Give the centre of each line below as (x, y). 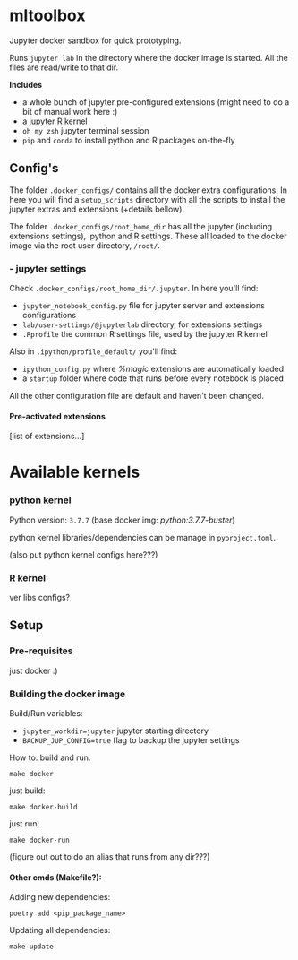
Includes (26, 84)
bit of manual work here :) (70, 111)
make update (31, 947)
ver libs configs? (40, 598)
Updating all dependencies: (60, 930)
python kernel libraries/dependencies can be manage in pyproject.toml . (142, 537)
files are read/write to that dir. (64, 67)
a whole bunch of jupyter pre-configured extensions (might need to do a (156, 102)
